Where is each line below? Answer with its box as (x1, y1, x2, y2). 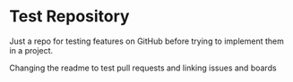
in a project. (9, 45, 54, 55)
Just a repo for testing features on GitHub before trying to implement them (9, 36, 284, 46)
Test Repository (9, 6, 130, 27)
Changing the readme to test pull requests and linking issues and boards (9, 62, 277, 73)
